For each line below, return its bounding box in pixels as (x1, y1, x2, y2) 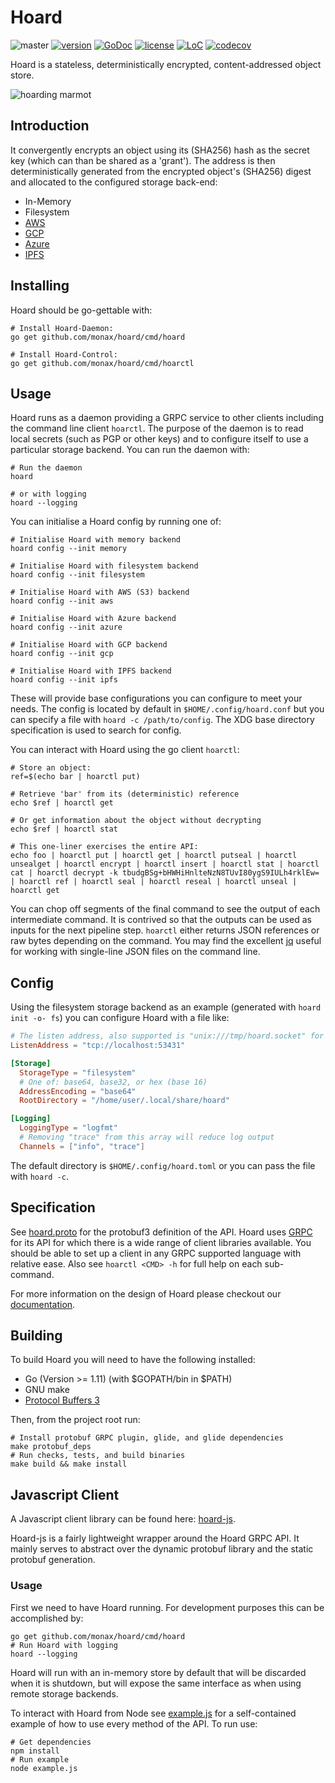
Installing (10, 277, 70, 295)
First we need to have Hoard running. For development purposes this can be (10, 1601, 325, 1613)
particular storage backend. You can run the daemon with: (10, 444, 250, 456)
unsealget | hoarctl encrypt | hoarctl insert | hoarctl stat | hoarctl (10, 859, 320, 870)
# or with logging (10, 489, 87, 500)
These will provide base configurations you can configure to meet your (10, 692, 303, 705)
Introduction (10, 117, 90, 135)
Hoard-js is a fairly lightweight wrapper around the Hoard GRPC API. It (10, 1532, 300, 1545)
